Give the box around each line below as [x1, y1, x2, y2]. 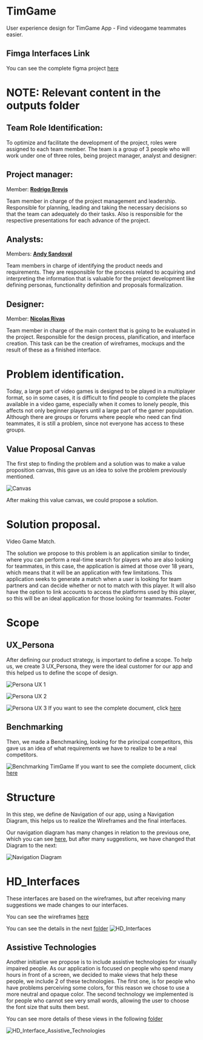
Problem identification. [6, 367, 125, 381]
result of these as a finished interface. [6, 346, 101, 353]
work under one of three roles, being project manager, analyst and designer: [6, 152, 197, 159]
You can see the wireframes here [6, 913, 89, 920]
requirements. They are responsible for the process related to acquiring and [6, 268, 196, 276]
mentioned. [6, 472, 35, 480]
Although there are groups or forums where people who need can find [6, 413, 182, 421]
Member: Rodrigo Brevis [6, 185, 68, 192]
